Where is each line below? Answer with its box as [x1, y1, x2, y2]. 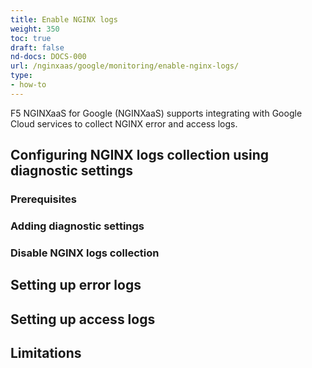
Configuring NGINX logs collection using [10, 147, 270, 164]
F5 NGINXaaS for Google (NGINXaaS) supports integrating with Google [10, 107, 303, 119]
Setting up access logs [10, 311, 156, 328]
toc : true [10, 33, 52, 43]
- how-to [10, 80, 47, 90]
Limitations [10, 345, 82, 362]
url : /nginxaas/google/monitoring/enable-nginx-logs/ [10, 61, 240, 71]
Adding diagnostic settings [10, 219, 145, 233]
